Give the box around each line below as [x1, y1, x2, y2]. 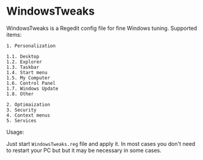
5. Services [6, 117, 37, 123]
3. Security [6, 107, 37, 113]
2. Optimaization [6, 101, 51, 107]
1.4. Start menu [6, 69, 48, 76]
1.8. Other [6, 90, 34, 97]
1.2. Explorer [6, 59, 43, 65]
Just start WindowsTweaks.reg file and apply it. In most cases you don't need [6, 140, 196, 147]
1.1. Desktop [6, 53, 40, 59]
